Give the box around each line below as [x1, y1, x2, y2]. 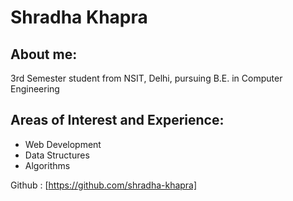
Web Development [24, 138, 102, 150]
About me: [10, 46, 78, 63]
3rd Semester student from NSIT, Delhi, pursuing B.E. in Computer [10, 72, 283, 84]
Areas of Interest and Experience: [10, 112, 225, 129]
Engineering [10, 83, 60, 95]
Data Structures [24, 149, 90, 161]
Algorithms [24, 159, 71, 171]
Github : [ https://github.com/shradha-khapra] [10, 179, 198, 191]
